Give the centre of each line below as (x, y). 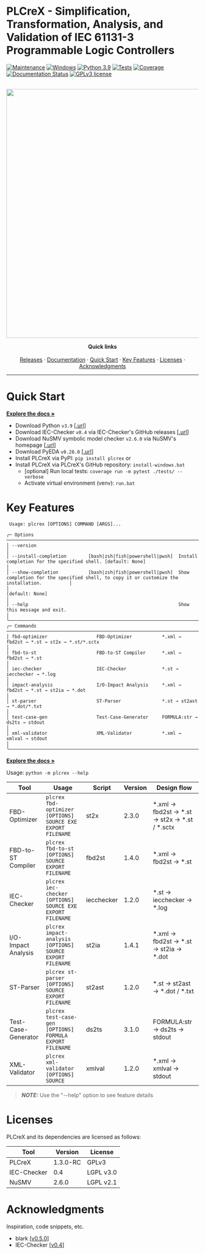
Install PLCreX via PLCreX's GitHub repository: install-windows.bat (100, 465)
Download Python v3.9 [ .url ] (51, 425)
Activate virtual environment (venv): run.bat (80, 483)
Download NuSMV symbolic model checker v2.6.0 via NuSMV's (95, 438)
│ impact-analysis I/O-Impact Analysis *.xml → (94, 685)
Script (102, 788)
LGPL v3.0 (102, 1172)
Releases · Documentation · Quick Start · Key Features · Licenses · (103, 359)
